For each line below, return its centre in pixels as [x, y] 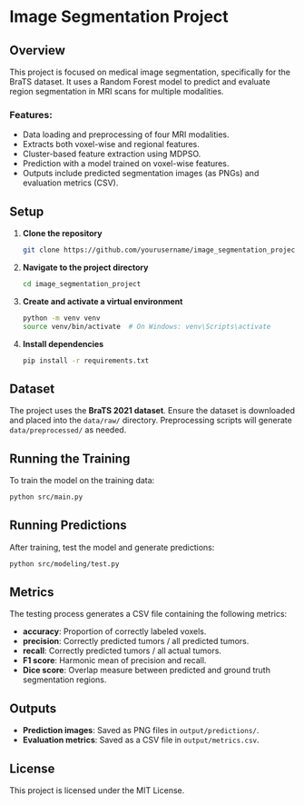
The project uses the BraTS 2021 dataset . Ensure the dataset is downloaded [152, 411]
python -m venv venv [61, 318]
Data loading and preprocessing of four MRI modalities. [126, 134]
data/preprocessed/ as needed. [68, 430]
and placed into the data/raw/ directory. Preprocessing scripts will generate [151, 421]
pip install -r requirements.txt [86, 361]
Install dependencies [63, 343]
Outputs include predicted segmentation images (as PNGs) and [141, 174]
